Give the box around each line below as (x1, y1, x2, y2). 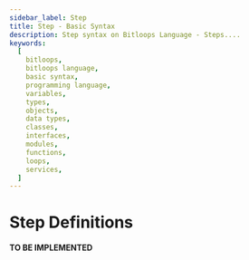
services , (25, 165, 63, 174)
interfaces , (25, 131, 71, 140)
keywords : (9, 38, 47, 48)
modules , (25, 140, 59, 149)
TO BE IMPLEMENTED (9, 242, 93, 254)
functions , (25, 148, 67, 157)
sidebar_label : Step (9, 13, 88, 23)
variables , (25, 89, 67, 98)
